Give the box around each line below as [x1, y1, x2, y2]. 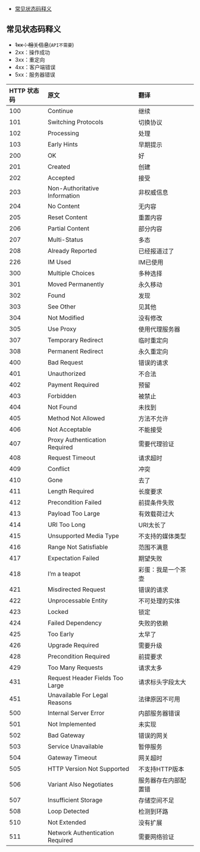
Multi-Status [47, 235, 83, 244]
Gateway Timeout [47, 753, 97, 762]
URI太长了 [138, 520, 167, 529]
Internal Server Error [47, 709, 105, 717]
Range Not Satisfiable [47, 542, 108, 551]
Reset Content [47, 213, 87, 221]
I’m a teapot [47, 569, 81, 578]
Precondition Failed [47, 498, 102, 506]
